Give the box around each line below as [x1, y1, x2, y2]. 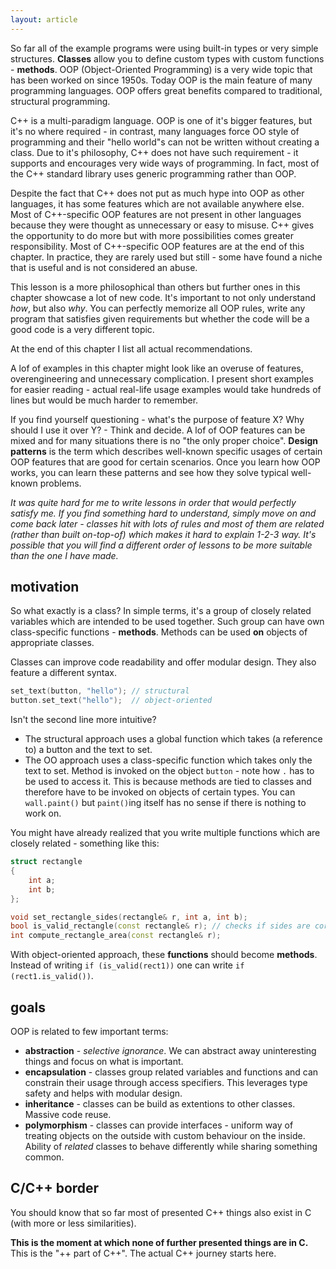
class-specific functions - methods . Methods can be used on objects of [10, 626, 308, 638]
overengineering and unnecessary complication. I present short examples [10, 372, 314, 385]
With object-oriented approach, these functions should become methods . [10, 949, 318, 961]
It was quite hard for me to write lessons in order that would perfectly [10, 496, 297, 508]
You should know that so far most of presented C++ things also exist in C [10, 1206, 312, 1218]
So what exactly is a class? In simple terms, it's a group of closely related [10, 605, 312, 617]
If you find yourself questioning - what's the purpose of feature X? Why [10, 413, 305, 425]
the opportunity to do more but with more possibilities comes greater [10, 229, 294, 241]
